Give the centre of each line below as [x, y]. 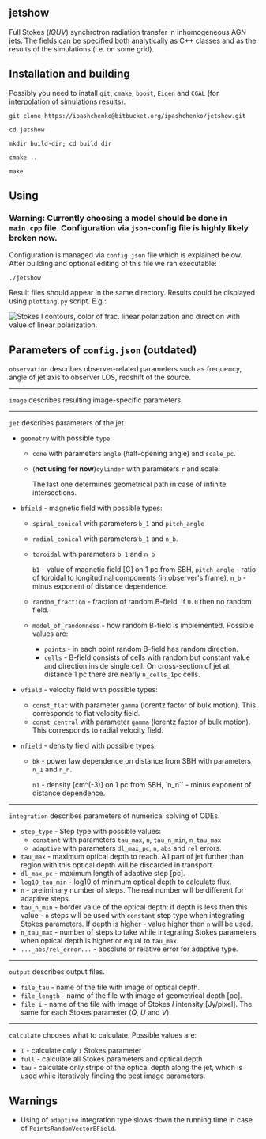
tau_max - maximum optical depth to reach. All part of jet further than [132, 857]
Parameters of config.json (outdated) [103, 350]
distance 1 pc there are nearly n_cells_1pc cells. [122, 674]
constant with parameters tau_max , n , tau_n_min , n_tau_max [127, 840]
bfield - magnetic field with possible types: [91, 508]
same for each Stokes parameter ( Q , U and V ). [96, 1012]
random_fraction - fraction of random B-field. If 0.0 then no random [142, 602]
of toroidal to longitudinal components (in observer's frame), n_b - [139, 578]
